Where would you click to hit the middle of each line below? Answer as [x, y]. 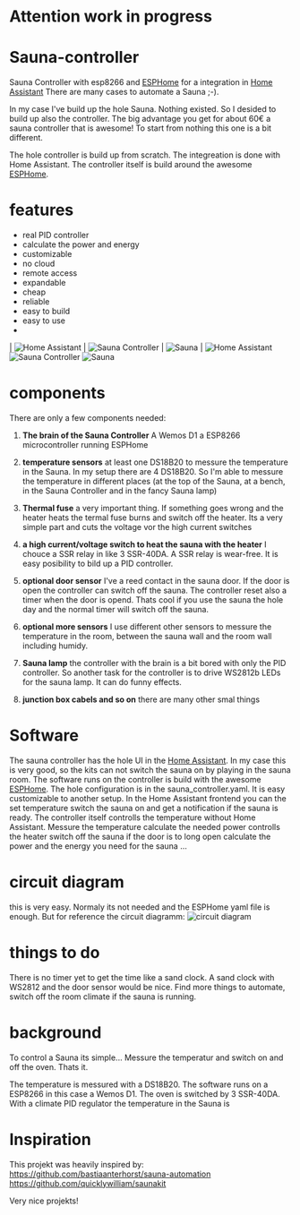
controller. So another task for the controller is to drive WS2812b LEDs [151, 672]
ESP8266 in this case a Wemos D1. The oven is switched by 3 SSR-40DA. [145, 1093]
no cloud [39, 264]
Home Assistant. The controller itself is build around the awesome [131, 165]
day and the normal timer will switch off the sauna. [115, 609]
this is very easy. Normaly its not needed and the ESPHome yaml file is [140, 907]
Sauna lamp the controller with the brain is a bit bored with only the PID [154, 663]
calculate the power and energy [81, 244]
